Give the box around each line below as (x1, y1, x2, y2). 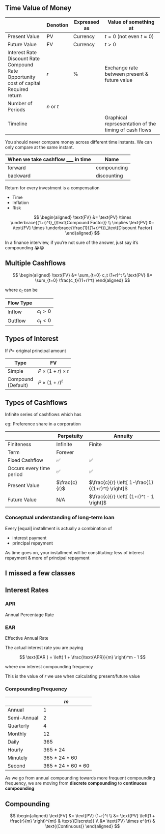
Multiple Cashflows (5, 259, 66, 268)
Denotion (46, 22, 69, 29)
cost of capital (7, 80, 41, 87)
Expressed (74, 18, 100, 25)
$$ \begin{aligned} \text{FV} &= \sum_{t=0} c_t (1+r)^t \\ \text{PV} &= (12, 272, 153, 278)
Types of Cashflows (5, 398, 68, 407)
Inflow (7, 308, 22, 315)
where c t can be (5, 287, 38, 294)
